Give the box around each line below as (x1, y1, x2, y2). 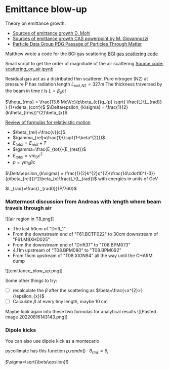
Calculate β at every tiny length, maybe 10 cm (12, 298, 108, 304)
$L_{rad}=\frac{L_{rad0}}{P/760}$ (5, 185, 77, 191)
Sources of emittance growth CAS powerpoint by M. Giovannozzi (12, 35, 148, 42)
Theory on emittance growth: (5, 20, 66, 26)
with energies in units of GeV (98, 176, 158, 182)
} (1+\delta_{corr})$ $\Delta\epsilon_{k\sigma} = (5, 104, 105, 110)
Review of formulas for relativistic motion (5, 119, 91, 125)
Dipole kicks (5, 326, 36, 334)
